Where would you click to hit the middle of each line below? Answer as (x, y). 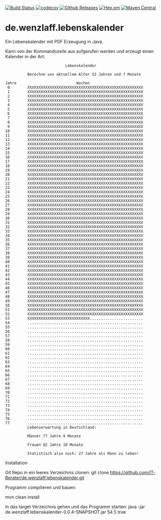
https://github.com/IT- (133, 472)
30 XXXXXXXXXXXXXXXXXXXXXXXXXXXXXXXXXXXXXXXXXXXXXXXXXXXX (74, 218)
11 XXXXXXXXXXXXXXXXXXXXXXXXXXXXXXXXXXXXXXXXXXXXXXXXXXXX (74, 135)
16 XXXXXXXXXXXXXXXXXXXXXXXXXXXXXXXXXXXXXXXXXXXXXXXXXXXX (74, 157)
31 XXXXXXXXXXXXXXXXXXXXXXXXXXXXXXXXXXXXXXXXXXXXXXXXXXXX (74, 222)
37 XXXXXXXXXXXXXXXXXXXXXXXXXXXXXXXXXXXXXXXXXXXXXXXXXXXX (74, 249)
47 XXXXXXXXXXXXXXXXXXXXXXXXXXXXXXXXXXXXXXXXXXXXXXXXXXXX (74, 292)
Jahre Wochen (48, 83)
